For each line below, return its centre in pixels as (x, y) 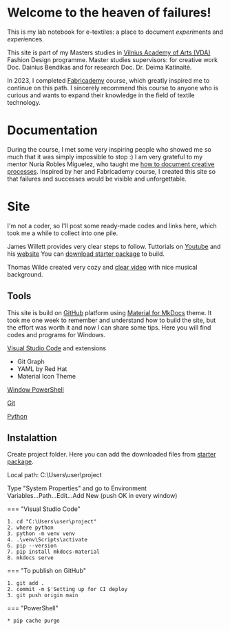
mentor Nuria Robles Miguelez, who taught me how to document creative (111, 164)
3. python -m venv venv (41, 534)
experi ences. (25, 39)
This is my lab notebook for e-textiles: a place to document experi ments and (115, 32)
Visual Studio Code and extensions (57, 348)
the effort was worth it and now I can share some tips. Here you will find (109, 327)
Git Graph (31, 361)
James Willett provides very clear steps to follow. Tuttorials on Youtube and (114, 246)
